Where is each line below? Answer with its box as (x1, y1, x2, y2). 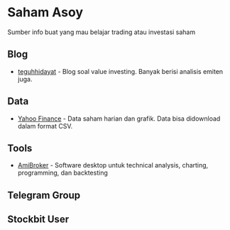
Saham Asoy (7, 4, 84, 21)
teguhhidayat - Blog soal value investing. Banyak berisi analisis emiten (17, 67, 224, 75)
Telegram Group (7, 189, 80, 201)
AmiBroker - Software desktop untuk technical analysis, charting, (17, 161, 209, 170)
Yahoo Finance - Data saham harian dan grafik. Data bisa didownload (17, 114, 221, 123)
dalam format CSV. (17, 121, 73, 130)
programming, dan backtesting (17, 168, 108, 177)
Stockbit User (7, 214, 70, 226)
